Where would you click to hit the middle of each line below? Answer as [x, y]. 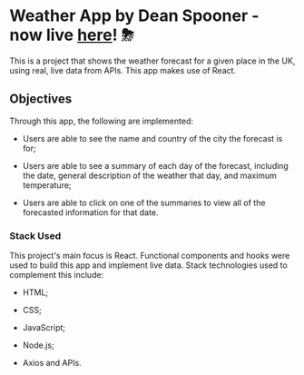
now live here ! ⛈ [72, 35]
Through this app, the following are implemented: [101, 121]
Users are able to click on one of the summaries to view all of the [144, 202]
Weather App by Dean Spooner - [134, 16]
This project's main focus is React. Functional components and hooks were [150, 256]
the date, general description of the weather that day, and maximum [149, 175]
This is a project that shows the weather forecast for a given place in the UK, [152, 61]
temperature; [47, 185]
